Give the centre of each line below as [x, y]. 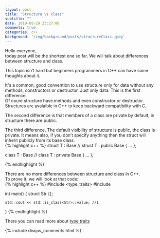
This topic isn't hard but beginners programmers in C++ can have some [77, 70]
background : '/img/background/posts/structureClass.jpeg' [65, 37]
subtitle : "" [18, 19]
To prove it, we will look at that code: [42, 179]
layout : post [18, 10]
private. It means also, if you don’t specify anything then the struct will [75, 135]
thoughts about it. [23, 76]
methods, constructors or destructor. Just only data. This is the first [73, 90]
